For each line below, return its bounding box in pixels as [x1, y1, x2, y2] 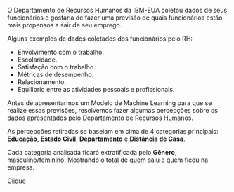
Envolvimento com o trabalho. [17, 48, 104, 56]
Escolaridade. [17, 55, 58, 64]
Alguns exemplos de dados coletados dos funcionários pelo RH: [7, 34, 193, 43]
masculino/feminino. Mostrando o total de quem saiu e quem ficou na [7, 156, 209, 164]
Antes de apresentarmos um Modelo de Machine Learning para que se [7, 99, 212, 107]
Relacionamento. [17, 78, 67, 86]
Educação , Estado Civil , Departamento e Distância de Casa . [7, 135, 186, 143]
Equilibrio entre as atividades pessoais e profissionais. [17, 85, 175, 93]
